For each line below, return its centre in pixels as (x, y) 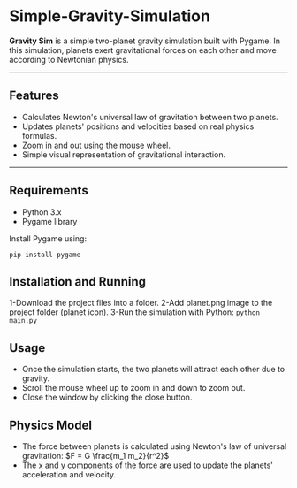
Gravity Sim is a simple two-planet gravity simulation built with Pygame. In (145, 41)
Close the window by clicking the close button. (107, 397)
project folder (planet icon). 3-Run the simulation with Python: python (135, 312)
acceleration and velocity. (69, 474)
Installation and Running (78, 282)
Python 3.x (42, 212)
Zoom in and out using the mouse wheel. (96, 145)
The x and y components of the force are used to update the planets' (148, 465)
